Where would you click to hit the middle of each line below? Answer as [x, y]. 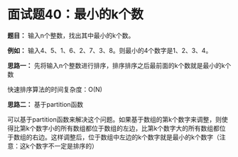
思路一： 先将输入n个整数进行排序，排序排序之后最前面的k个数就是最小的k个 [119, 65]
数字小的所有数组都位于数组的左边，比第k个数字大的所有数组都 [128, 128]
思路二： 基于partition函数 [45, 104]
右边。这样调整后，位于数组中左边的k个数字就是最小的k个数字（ [126, 137]
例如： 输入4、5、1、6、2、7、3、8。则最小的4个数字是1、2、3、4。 [110, 50]
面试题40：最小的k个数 [76, 14]
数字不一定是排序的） [66, 146]
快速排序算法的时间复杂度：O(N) [55, 89]
